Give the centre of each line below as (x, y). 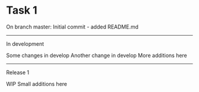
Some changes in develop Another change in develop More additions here (97, 55)
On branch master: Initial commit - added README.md (73, 27)
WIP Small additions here (37, 84)
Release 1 (18, 72)
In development (25, 44)
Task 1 (22, 10)
